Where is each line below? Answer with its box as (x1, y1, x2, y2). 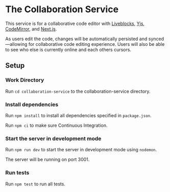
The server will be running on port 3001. (5, 156, 90, 162)
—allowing (5, 41, 28, 47)
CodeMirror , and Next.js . (5, 25, 57, 32)
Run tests (5, 169, 30, 176)
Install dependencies (5, 101, 59, 108)
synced (148, 36, 164, 42)
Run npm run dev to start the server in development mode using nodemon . (5, 147, 157, 153)
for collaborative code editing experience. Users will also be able (28, 41, 165, 47)
